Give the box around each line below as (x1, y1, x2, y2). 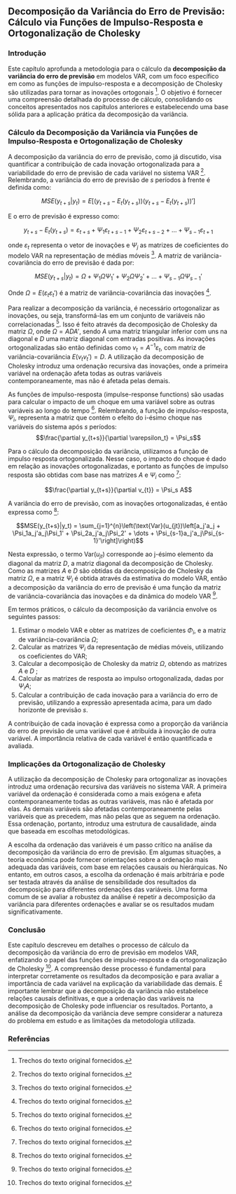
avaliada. (8, 742, 34, 750)
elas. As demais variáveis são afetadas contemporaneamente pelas (8, 805, 202, 813)
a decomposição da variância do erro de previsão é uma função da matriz (8, 583, 221, 591)
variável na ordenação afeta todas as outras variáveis (8, 369, 162, 377)
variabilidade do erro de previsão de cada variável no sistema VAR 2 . (8, 167, 206, 177)
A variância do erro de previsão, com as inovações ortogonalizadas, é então (8, 499, 228, 508)
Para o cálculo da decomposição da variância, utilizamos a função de (8, 447, 209, 455)
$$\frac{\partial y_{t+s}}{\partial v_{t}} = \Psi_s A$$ (44, 486, 193, 494)
